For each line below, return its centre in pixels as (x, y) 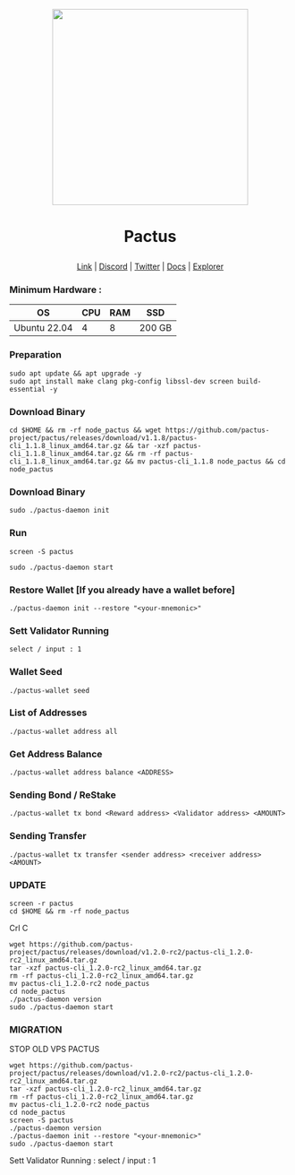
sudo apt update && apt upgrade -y (76, 373)
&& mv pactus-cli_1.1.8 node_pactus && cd (205, 462)
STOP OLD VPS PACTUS (55, 1050)
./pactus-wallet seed (50, 690)
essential (28, 389)
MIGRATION (36, 1029)
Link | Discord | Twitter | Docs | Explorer (150, 267)
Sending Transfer (48, 836)
